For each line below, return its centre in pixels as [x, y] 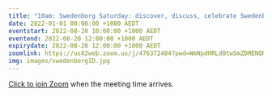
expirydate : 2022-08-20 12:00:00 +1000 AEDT [85, 46]
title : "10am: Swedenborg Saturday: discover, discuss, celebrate [123, 16]
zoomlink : [25, 53]
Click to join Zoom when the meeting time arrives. [91, 84]
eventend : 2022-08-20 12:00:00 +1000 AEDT [81, 38]
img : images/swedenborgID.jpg [59, 61]
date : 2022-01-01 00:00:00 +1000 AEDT [74, 23]
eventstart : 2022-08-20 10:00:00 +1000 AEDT [85, 31]
